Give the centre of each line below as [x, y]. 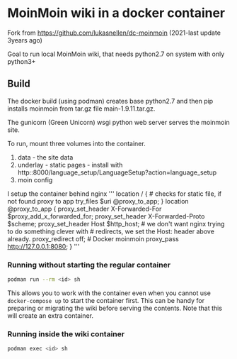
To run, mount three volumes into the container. [77, 143]
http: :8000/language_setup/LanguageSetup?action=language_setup [117, 172]
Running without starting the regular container [89, 265]
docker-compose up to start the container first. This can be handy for [106, 300]
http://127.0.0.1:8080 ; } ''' [44, 246]
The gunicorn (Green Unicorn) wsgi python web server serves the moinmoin [118, 122]
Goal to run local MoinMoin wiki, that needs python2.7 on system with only [116, 54]
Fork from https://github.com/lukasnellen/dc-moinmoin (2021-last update [114, 33]
